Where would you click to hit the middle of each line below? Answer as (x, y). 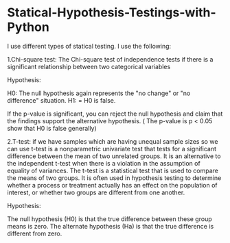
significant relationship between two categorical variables (89, 66)
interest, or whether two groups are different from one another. (96, 192)
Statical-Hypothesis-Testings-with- (112, 13)
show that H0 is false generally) (52, 128)
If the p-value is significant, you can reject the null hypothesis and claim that (115, 114)
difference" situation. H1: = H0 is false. (61, 100)
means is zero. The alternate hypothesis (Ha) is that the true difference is (111, 226)
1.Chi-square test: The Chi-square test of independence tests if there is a (110, 59)
